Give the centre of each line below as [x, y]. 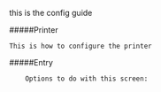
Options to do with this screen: [87, 79]
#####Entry [31, 62]
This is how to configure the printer [80, 46]
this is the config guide [51, 13]
